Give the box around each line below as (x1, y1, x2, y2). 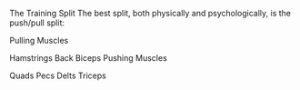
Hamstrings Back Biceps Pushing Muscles (9, 53, 168, 63)
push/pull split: (9, 17, 65, 28)
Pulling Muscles (9, 35, 69, 45)
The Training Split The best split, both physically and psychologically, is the (9, 8, 291, 18)
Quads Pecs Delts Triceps (9, 70, 106, 81)
